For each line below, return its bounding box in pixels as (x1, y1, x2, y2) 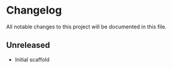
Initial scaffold (14, 56, 50, 63)
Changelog (6, 4, 62, 17)
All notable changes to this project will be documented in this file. (6, 23, 167, 30)
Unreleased (6, 40, 51, 50)
